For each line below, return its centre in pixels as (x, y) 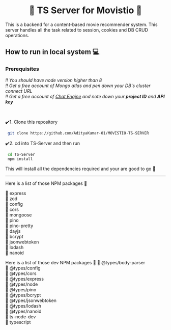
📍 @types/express (25, 279)
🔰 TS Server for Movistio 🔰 (85, 10)
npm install (20, 159)
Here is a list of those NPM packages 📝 (46, 183)
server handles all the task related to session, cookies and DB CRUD (77, 30)
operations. (17, 35)
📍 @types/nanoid (23, 311)
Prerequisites (22, 69)
